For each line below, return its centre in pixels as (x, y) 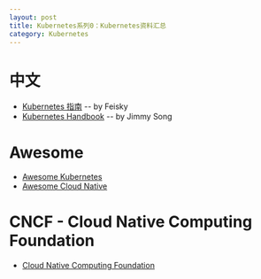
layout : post (33, 17)
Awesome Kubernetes (62, 177)
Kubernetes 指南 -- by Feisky (75, 106)
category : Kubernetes (49, 34)
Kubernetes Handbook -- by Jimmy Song (97, 117)
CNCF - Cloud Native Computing (131, 222)
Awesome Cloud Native (65, 186)
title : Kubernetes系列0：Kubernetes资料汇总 (88, 26)
